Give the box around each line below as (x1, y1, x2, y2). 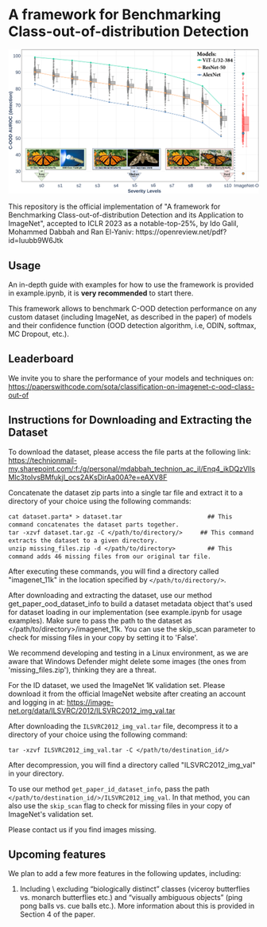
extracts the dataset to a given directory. (8, 536, 158, 545)
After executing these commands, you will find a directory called (8, 566, 219, 576)
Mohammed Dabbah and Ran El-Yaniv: (8, 227, 134, 237)
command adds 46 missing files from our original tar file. (8, 552, 212, 561)
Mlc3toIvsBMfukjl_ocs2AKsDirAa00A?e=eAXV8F (8, 472, 168, 482)
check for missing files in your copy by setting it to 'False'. (8, 632, 199, 642)
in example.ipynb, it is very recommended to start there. (8, 288, 194, 298)
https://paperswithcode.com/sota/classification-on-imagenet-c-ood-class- (8, 381, 255, 391)
